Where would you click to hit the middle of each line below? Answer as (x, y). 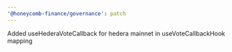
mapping (20, 41)
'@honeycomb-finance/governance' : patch (67, 14)
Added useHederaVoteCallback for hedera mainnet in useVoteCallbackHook (116, 33)
